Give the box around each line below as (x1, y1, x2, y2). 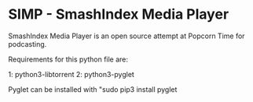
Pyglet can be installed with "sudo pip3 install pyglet (8, 84, 178, 94)
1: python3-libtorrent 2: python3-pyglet (8, 69, 135, 79)
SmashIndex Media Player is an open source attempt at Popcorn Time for (8, 31, 245, 40)
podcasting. (8, 39, 47, 48)
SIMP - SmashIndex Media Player (8, 5, 229, 23)
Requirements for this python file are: (8, 55, 128, 64)
